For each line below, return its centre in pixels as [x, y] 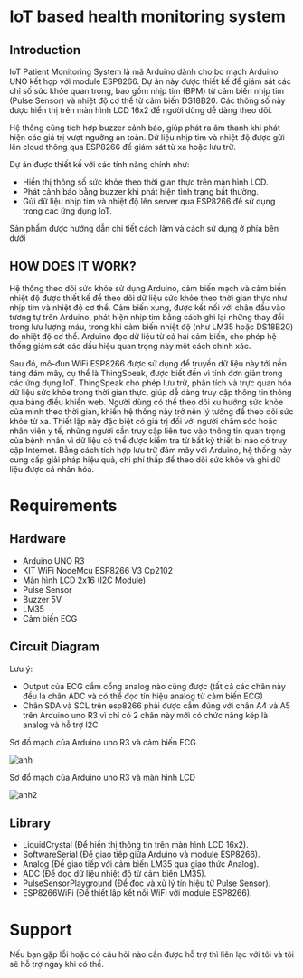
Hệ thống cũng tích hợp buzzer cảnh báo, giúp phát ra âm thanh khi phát [145, 128]
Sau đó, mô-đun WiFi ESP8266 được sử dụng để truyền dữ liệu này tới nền [148, 363]
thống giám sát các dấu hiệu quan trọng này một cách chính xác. [130, 346]
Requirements [63, 506]
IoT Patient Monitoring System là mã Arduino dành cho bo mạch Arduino [144, 71]
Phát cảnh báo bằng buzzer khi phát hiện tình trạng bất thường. [141, 191]
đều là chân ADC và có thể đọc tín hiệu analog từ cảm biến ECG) [143, 696]
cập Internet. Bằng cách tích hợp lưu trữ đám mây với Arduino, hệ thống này [151, 450]
